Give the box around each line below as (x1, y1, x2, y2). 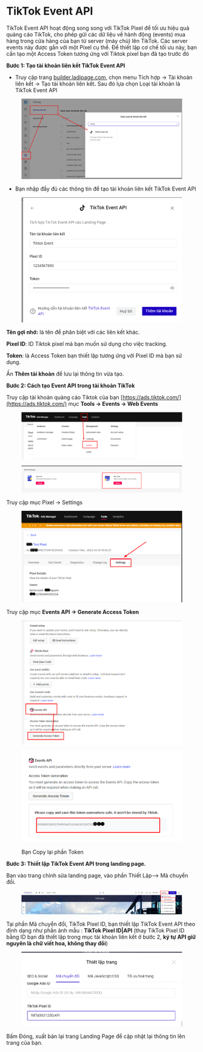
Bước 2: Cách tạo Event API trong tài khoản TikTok (6, 382, 135, 389)
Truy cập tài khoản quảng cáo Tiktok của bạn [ (6, 393, 123, 401)
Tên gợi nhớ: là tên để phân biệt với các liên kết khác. (6, 328, 141, 335)
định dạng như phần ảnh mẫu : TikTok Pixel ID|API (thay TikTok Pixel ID (6, 926, 185, 934)
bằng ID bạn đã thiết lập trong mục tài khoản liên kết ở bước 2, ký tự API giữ (6, 933, 196, 940)
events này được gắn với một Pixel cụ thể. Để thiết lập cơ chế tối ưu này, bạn (6, 44, 197, 51)
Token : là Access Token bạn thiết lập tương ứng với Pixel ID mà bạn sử (6, 352, 182, 359)
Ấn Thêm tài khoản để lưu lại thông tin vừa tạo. (6, 370, 124, 377)
